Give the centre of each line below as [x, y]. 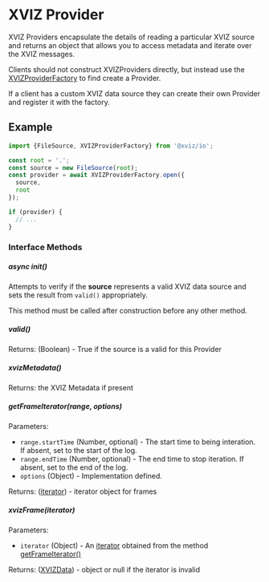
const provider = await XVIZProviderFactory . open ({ [96, 175]
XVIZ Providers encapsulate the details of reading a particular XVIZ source [132, 37]
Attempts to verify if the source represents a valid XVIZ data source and [127, 287]
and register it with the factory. [59, 102]
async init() [28, 267]
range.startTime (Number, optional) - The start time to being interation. [138, 442]
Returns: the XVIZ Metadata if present [71, 388]
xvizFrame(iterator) [42, 510]
